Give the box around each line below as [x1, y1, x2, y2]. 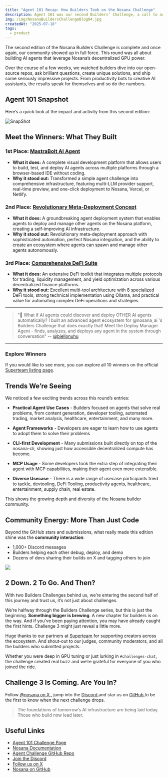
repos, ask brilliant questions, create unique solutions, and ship [20, 70, 151, 76]
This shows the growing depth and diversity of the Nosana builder [5, 496, 141, 502]
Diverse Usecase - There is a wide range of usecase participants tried [12, 476, 158, 482]
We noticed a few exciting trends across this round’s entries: [5, 395, 130, 401]
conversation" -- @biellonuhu [17, 333, 79, 339]
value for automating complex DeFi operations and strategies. [12, 298, 140, 304]
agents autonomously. [12, 247, 58, 253]
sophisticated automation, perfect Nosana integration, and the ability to [12, 236, 159, 242]
